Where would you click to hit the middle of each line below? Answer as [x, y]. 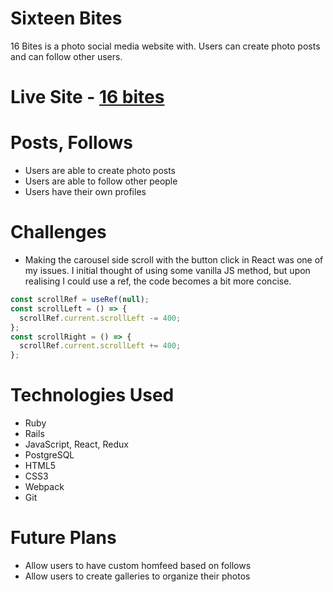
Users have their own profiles [85, 192]
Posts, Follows [71, 143]
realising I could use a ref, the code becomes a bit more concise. [158, 281]
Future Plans [63, 538]
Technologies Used [92, 395]
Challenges [58, 232]
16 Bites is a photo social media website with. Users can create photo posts [165, 46]
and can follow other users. [66, 56]
